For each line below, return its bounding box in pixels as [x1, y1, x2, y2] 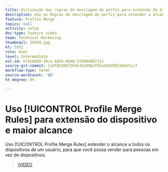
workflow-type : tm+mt [5, 68, 50, 73]
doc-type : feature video [5, 31, 57, 36]
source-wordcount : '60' [5, 73, 55, 78]
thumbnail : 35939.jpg [5, 40, 50, 45]
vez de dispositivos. [5, 151, 46, 158]
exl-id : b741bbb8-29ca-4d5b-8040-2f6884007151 [5, 59, 104, 64]
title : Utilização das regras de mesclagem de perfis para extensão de [5, 7, 157, 13]
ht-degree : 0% [5, 77, 35, 82]
